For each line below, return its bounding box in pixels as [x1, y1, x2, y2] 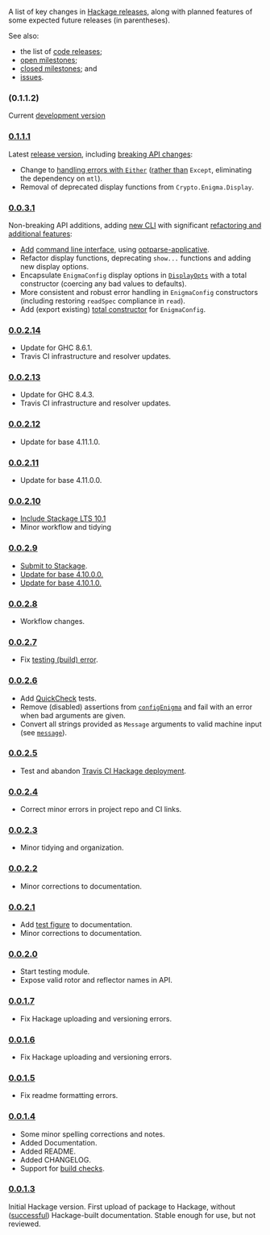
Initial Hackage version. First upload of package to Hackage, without [8, 1201, 236, 1212]
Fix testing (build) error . [19, 655, 98, 664]
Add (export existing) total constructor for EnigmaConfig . [19, 304, 206, 314]
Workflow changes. [19, 616, 85, 626]
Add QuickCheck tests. [19, 693, 97, 703]
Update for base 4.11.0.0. [19, 476, 102, 485]
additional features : [8, 229, 73, 239]
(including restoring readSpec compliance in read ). [19, 296, 185, 306]
